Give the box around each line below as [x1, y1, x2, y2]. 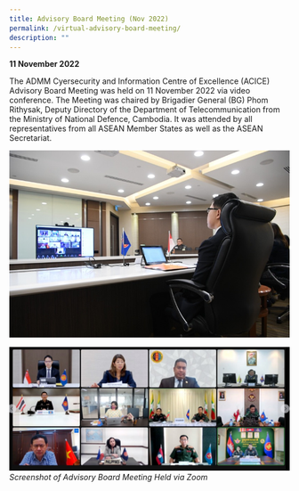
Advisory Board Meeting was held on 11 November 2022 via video [9, 86, 251, 96]
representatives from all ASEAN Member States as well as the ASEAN [9, 123, 264, 134]
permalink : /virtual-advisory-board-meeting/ [9, 23, 181, 33]
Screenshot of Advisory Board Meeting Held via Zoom [9, 471, 208, 482]
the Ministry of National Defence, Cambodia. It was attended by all [9, 114, 253, 125]
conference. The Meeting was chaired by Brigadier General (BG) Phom [9, 94, 269, 106]
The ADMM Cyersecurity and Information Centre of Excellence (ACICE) [9, 76, 271, 86]
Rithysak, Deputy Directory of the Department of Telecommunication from [9, 104, 280, 115]
